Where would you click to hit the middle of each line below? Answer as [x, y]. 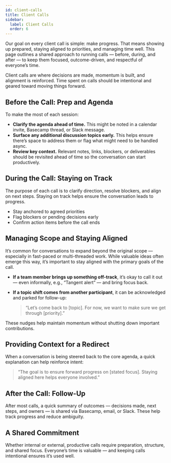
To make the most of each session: [42, 114]
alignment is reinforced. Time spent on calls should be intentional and [78, 81]
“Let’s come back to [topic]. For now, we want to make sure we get [95, 308]
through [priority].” [45, 313]
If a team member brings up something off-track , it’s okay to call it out [88, 277]
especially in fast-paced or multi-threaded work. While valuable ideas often [84, 256]
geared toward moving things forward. [46, 86]
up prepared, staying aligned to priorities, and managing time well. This [80, 49]
